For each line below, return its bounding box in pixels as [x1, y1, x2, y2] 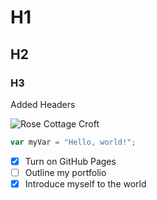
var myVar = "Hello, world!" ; [10, 137, 137, 147]
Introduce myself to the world [24, 177, 147, 190]
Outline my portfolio [24, 166, 107, 178]
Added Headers [10, 98, 76, 110]
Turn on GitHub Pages [24, 155, 117, 167]
